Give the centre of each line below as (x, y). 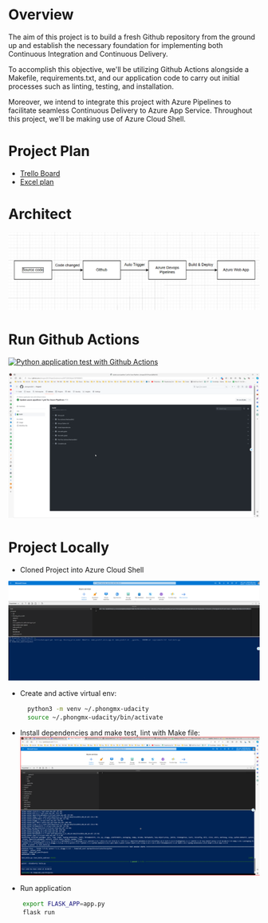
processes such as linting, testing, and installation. (91, 86)
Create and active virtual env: (68, 693)
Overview (41, 15)
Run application (45, 888)
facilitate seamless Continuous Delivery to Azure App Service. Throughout (130, 110)
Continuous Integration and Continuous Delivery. (88, 54)
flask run (39, 912)
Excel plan (37, 182)
